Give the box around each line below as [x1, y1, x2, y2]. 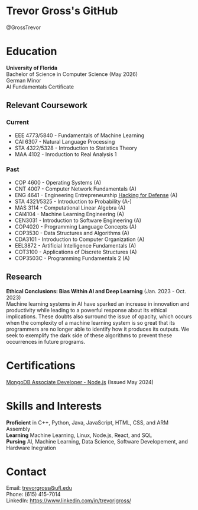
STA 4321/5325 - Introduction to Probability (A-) [14, 198, 132, 205]
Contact [6, 465, 47, 479]
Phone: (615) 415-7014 [6, 491, 61, 498]
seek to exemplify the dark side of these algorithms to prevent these [6, 331, 173, 339]
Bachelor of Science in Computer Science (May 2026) [6, 70, 138, 78]
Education [6, 45, 57, 58]
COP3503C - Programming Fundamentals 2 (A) [14, 254, 130, 262]
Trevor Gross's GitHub [6, 4, 118, 18]
